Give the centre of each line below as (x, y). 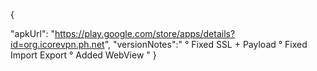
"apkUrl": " (32, 33)
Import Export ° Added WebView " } (83, 55)
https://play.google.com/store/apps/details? (145, 33)
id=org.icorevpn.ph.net (57, 44)
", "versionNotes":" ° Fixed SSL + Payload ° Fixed (206, 44)
